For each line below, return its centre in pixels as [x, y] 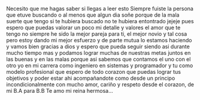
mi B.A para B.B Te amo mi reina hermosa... [60, 91]
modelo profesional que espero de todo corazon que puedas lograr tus [94, 72]
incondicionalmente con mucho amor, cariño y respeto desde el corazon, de [100, 85]
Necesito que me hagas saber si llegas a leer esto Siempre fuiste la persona [100, 9]
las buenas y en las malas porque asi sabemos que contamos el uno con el [99, 59]
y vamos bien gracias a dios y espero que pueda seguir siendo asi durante [98, 46]
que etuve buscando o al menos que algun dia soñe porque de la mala [93, 15]
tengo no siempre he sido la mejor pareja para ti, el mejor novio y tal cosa [97, 34]
